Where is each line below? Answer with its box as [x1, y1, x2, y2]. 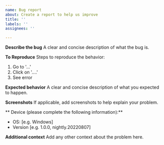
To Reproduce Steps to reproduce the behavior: [5, 54, 105, 60]
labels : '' [5, 21, 28, 27]
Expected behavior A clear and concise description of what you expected [5, 84, 159, 91]
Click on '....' [12, 69, 38, 76]
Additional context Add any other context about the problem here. [5, 134, 144, 140]
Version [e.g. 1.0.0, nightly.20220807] [12, 124, 91, 130]
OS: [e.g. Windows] [12, 119, 53, 125]
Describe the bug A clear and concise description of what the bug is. [5, 44, 149, 50]
